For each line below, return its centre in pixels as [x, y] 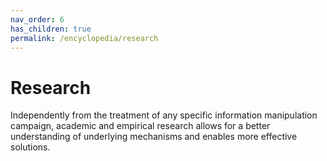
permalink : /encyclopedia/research [84, 38]
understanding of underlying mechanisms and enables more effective [154, 137]
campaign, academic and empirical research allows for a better [140, 126]
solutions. [30, 147]
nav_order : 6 [37, 19]
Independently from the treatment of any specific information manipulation [164, 115]
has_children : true [51, 29]
